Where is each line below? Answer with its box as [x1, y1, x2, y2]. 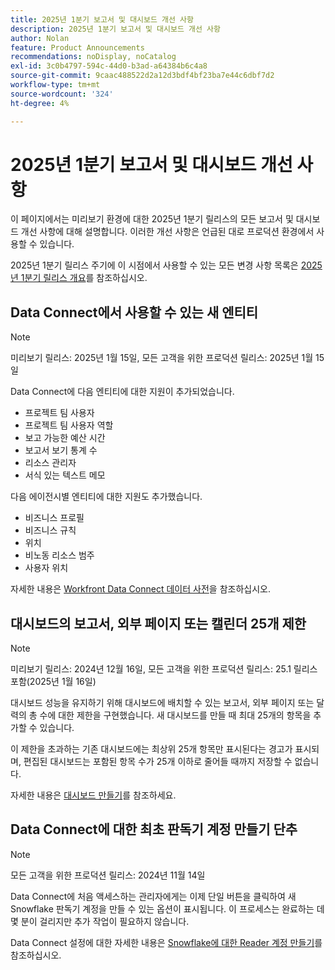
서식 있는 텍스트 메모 [24, 469, 106, 481]
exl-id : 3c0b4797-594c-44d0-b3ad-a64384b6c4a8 [10, 61, 208, 71]
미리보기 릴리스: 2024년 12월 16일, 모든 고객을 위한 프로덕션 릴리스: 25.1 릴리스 [10, 663, 318, 675]
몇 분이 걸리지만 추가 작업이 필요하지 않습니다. [10, 915, 190, 927]
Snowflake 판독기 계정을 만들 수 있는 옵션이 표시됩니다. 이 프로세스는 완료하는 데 [10, 902, 325, 915]
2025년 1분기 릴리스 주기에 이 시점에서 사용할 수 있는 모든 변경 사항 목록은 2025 [10, 259, 323, 271]
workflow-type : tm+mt [10, 80, 101, 90]
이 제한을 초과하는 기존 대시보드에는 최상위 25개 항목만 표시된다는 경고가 [10, 743, 293, 755]
